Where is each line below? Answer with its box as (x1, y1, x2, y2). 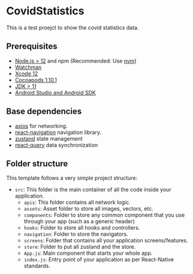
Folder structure (6, 159, 68, 169)
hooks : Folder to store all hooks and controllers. (23, 224, 140, 232)
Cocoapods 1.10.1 (14, 76, 57, 83)
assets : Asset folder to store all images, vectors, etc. (23, 205, 154, 212)
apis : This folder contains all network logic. (23, 199, 131, 206)
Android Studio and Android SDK (14, 89, 96, 96)
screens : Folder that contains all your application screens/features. (23, 237, 188, 244)
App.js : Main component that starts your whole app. (23, 249, 153, 257)
